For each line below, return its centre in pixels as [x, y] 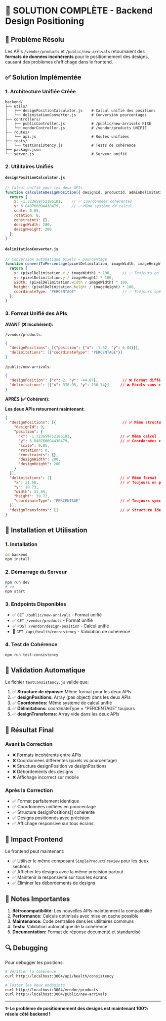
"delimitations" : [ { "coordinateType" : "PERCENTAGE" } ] [66, 353]
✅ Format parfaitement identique [46, 801]
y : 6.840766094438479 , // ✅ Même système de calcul [73, 206]
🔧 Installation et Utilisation [46, 530]
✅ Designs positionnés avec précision [51, 818]
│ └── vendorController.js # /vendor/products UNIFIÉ [76, 128]
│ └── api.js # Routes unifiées [67, 136]
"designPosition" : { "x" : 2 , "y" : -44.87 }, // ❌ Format [79, 380]
